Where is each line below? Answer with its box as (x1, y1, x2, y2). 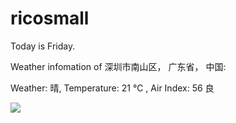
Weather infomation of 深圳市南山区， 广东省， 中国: (10, 60, 227, 72)
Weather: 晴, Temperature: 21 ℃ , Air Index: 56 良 (10, 82, 215, 94)
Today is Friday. (10, 40, 76, 52)
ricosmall (10, 7, 90, 30)
